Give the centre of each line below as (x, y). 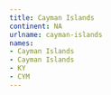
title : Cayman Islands (52, 18)
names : (22, 43)
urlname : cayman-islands (56, 34)
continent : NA (36, 26)
